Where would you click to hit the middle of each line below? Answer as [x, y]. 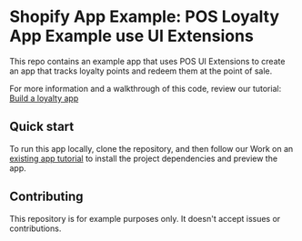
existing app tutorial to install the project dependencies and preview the [144, 158]
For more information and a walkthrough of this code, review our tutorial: [146, 88]
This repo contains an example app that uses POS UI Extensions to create [147, 61]
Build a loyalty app [44, 98]
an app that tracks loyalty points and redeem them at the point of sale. [141, 71]
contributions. [35, 228]
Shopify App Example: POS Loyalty [145, 17]
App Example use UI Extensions [132, 36]
